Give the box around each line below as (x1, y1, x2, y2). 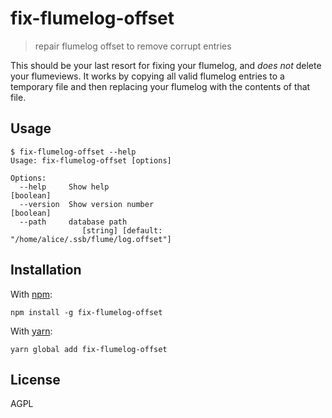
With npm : (10, 288, 53, 300)
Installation (10, 262, 82, 279)
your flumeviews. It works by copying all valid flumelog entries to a (10, 70, 285, 82)
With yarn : (10, 325, 53, 337)
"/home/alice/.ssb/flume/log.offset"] (10, 234, 172, 244)
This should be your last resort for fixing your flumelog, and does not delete (10, 59, 322, 71)
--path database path (19, 217, 128, 227)
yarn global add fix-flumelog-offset (10, 344, 168, 354)
